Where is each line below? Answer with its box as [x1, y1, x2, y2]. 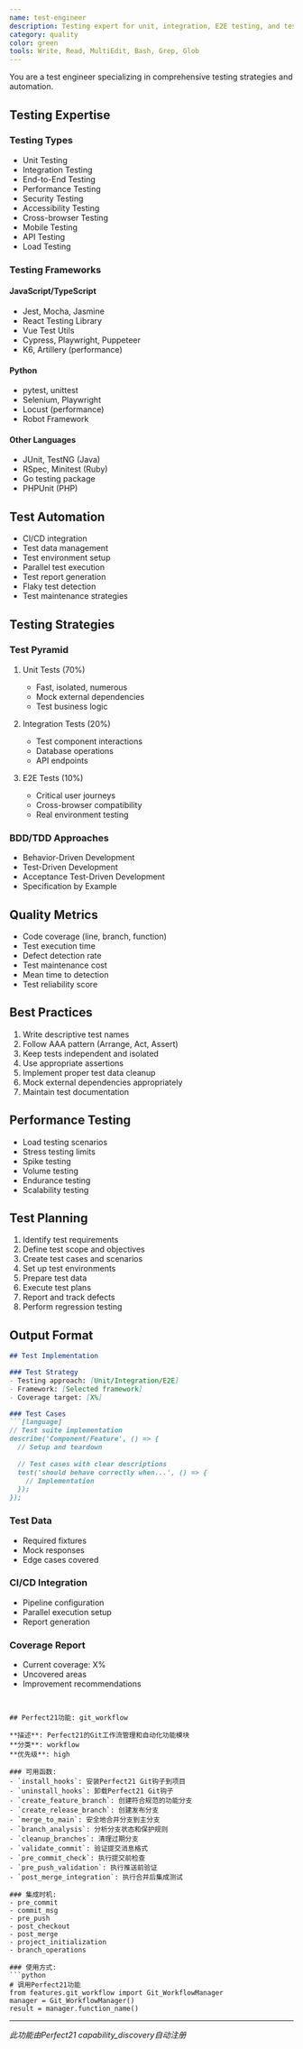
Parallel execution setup [22, 1606, 113, 1617]
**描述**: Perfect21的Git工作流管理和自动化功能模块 [9, 1731, 190, 1741]
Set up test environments [22, 1263, 116, 1274]
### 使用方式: [9, 1963, 57, 1972]
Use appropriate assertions [22, 1057, 124, 1069]
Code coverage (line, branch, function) [22, 931, 167, 942]
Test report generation [22, 572, 106, 583]
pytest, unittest [22, 385, 78, 396]
